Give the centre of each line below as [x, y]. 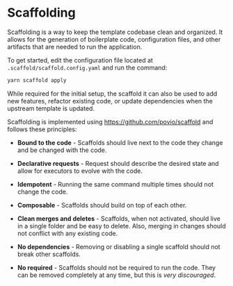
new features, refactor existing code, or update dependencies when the [110, 101]
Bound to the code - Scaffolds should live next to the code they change [120, 142]
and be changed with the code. [62, 150]
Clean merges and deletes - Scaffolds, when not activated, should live [119, 218]
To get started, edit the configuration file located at [80, 60]
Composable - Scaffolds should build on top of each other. [102, 205]
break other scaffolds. [49, 254]
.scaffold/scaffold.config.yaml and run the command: [87, 67]
